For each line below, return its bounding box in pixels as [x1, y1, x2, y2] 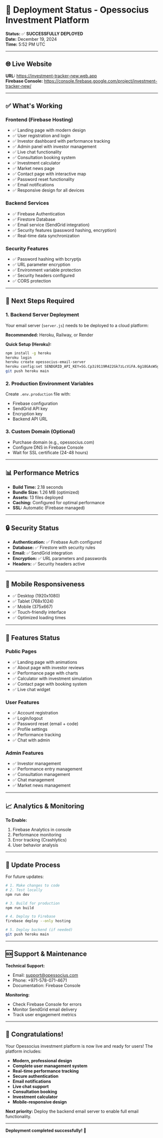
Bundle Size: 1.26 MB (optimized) [12, 489, 79, 495]
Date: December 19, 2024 [5, 36, 57, 42]
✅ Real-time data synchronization [12, 232, 80, 238]
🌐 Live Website [5, 60, 52, 68]
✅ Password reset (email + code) [12, 721, 79, 727]
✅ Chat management [12, 777, 55, 783]
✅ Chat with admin [12, 737, 50, 743]
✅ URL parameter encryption [12, 262, 71, 267]
